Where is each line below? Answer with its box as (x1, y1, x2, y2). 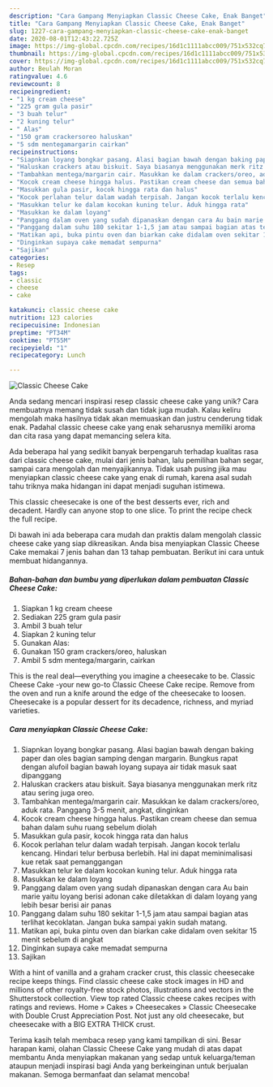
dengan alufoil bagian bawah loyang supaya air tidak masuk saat (20, 762, 237, 772)
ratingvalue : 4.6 (9, 72, 68, 80)
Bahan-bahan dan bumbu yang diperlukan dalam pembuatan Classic (9, 574, 250, 584)
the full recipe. (9, 514, 58, 524)
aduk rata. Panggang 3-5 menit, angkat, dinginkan (20, 805, 189, 815)
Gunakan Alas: (20, 639, 70, 648)
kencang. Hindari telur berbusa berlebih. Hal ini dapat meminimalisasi (20, 848, 254, 858)
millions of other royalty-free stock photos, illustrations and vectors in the (9, 985, 254, 995)
